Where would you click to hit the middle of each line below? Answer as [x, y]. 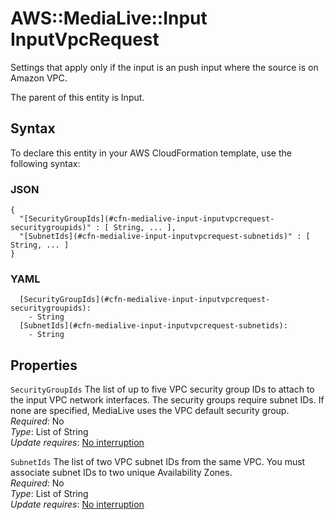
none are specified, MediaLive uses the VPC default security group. [150, 411]
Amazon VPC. [39, 78]
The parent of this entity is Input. [77, 97]
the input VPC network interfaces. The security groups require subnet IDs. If [167, 400]
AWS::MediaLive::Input [109, 18]
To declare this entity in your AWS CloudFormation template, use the [151, 153]
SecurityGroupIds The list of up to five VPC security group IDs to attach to [162, 389]
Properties [44, 365]
